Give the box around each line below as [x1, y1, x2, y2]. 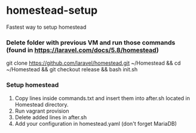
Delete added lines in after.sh [14, 113, 87, 120]
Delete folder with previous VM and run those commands [6, 38, 176, 47]
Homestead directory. [14, 101, 69, 108]
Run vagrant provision [14, 107, 69, 114]
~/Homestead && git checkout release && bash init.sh [6, 66, 138, 73]
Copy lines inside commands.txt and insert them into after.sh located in [14, 94, 190, 102]
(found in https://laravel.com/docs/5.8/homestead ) [6, 46, 160, 54]
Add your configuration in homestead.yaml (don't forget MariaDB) [14, 120, 177, 127]
